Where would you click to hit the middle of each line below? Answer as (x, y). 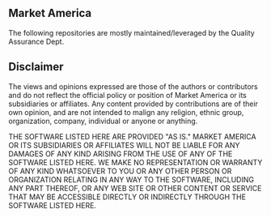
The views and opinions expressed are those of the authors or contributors (133, 86)
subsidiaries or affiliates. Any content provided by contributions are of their (133, 104)
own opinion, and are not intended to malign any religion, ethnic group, (126, 112)
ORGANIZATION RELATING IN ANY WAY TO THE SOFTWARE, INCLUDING (131, 179)
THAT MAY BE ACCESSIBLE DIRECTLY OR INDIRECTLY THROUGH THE (127, 197)
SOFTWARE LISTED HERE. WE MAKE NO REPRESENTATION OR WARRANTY (135, 162)
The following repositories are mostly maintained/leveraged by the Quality (131, 32)
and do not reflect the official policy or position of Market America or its (127, 95)
